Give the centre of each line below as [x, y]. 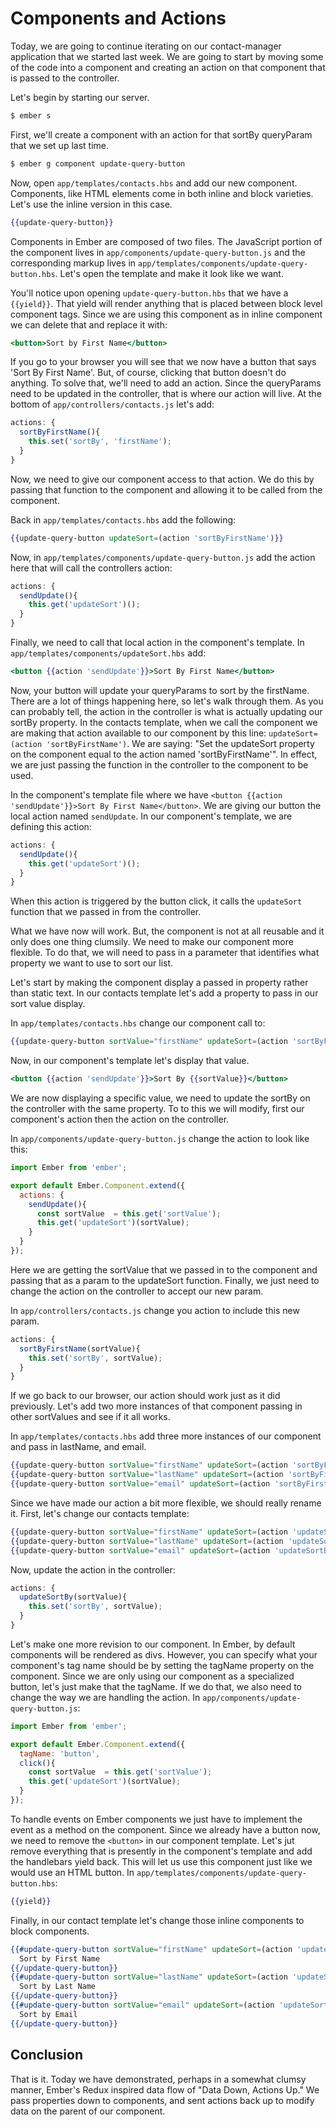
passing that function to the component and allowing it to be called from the [166, 489]
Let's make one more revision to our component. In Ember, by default [153, 1644]
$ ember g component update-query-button [98, 163]
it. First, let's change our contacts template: [100, 1513]
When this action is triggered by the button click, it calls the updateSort [156, 901]
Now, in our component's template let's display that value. [130, 1061]
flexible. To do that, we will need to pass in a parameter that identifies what [165, 953]
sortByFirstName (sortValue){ [80, 1348]
